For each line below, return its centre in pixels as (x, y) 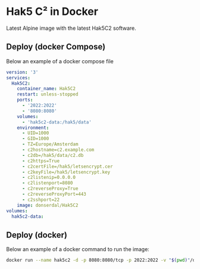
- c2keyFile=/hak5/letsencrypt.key (66, 172)
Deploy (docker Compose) (56, 47)
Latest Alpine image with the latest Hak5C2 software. (71, 28)
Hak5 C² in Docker (52, 12)
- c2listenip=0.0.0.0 (49, 178)
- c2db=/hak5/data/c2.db (53, 155)
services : (18, 78)
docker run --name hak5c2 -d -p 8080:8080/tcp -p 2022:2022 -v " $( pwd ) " (98, 260)
